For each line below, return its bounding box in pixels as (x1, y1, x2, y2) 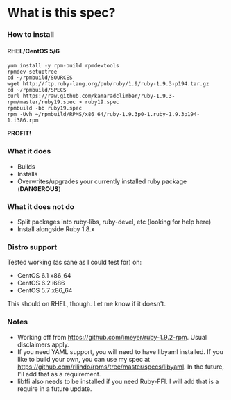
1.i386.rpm (7, 117, 39, 124)
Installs (17, 169, 38, 178)
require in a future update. (17, 384, 92, 393)
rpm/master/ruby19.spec (7, 99, 76, 106)
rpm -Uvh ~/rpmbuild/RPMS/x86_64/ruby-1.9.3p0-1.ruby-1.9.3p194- (7, 111, 200, 118)
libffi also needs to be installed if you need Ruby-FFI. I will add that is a (17, 377, 219, 385)
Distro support (7, 242, 58, 251)
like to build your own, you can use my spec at (17, 355, 151, 363)
